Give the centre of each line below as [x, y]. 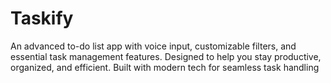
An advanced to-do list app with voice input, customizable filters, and [153, 46]
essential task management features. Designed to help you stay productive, [166, 56]
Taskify [42, 18]
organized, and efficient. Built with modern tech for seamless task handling [165, 67]
